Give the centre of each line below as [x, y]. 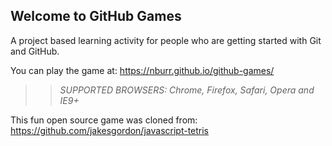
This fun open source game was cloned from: [104, 120]
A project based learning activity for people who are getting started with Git [166, 40]
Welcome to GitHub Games [96, 16]
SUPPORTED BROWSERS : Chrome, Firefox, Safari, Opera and [187, 90]
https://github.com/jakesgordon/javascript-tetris [110, 130]
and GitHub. [35, 51]
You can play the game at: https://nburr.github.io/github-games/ [142, 70]
